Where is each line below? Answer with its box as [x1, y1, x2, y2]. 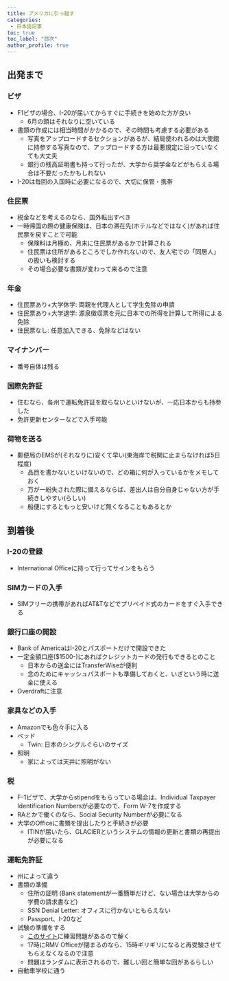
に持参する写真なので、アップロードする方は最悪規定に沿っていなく [27, 142, 219, 151]
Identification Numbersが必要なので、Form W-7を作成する [16, 802, 182, 810]
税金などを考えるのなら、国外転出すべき [16, 213, 132, 221]
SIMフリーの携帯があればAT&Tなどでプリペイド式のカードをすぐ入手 [16, 600, 211, 608]
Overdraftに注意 [16, 687, 63, 696]
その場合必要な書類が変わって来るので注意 [27, 264, 147, 272]
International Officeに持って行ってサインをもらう [16, 563, 156, 572]
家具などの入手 [7, 706, 57, 715]
